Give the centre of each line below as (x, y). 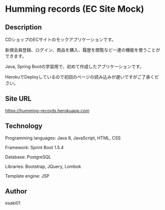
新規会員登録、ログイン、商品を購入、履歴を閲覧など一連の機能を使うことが (83, 50)
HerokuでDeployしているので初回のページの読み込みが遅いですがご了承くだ (82, 77)
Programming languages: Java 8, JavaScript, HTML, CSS (63, 138)
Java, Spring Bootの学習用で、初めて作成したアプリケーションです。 (75, 66)
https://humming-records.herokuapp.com (47, 110)
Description (23, 27)
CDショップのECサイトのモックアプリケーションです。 (61, 39)
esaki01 (13, 203)
